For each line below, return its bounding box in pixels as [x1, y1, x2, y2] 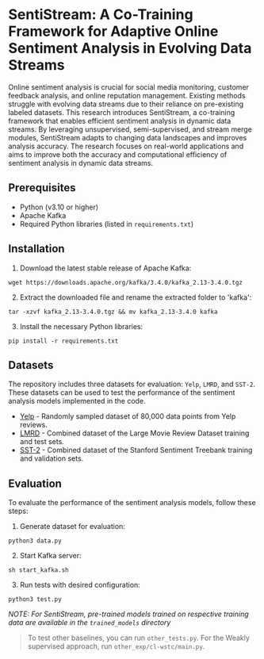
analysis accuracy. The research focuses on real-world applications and [8, 141, 244, 151]
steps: [8, 506, 29, 516]
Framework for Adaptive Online [8, 22, 219, 40]
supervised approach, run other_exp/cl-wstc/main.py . [27, 642, 205, 651]
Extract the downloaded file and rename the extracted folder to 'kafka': [19, 292, 252, 302]
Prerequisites [8, 181, 76, 195]
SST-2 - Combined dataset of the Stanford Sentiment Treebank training [19, 446, 253, 455]
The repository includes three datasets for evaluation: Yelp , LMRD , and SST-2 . [8, 379, 256, 389]
